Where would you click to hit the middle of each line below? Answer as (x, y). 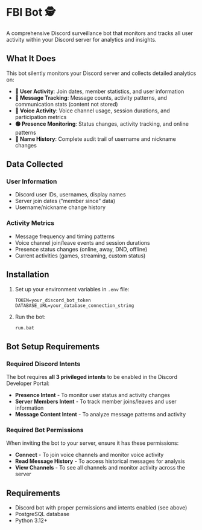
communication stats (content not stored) (67, 104)
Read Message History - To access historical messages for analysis (100, 461)
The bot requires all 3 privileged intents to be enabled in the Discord (92, 377)
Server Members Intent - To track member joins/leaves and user (96, 402)
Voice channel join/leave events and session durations (82, 242)
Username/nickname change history (60, 207)
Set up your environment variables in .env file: (72, 289)
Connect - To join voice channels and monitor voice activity (89, 455)
